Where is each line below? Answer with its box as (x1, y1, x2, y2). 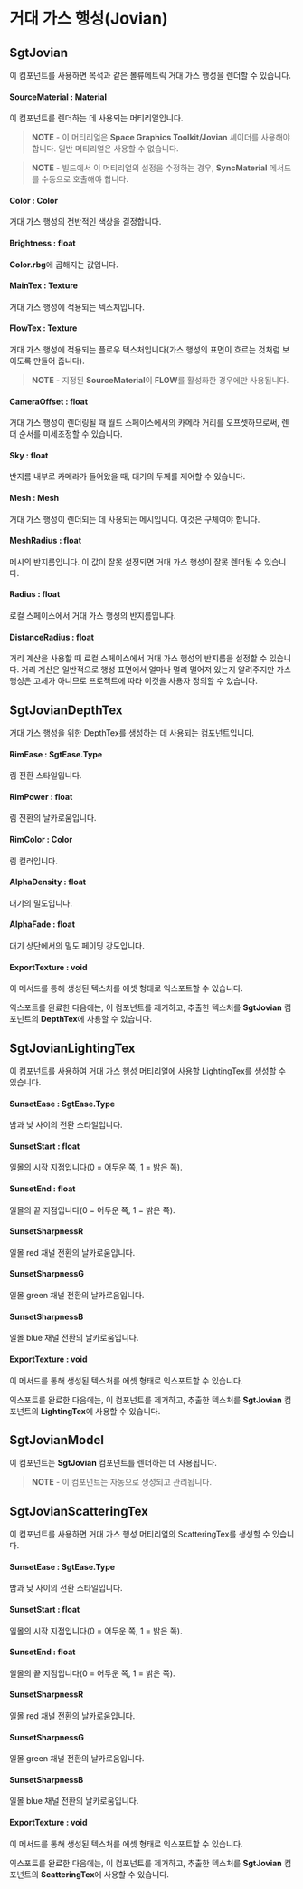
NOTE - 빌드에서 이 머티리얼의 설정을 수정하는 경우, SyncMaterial (31, 162, 268, 173)
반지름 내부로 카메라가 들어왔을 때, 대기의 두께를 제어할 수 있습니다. (9, 471, 246, 482)
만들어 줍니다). (33, 355, 85, 367)
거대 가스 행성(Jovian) (9, 8, 169, 29)
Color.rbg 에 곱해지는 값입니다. (9, 259, 119, 270)
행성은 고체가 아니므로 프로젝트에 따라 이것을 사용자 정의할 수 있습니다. (9, 676, 258, 687)
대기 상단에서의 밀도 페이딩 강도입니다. (9, 940, 145, 951)
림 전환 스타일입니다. (9, 770, 82, 781)
